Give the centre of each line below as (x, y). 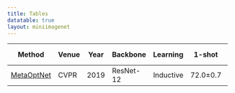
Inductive (168, 76)
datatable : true (31, 20)
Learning (168, 55)
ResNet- (126, 71)
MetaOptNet (31, 76)
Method (31, 55)
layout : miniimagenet (39, 27)
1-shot (206, 55)
